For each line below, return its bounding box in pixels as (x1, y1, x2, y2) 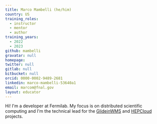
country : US (5, 12, 30, 17)
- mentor (9, 26, 28, 31)
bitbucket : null (5, 71, 39, 76)
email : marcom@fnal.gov (5, 85, 54, 90)
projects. (5, 114, 23, 120)
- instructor (9, 21, 37, 26)
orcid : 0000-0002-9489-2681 (5, 76, 63, 81)
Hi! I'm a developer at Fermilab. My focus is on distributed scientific (5, 103, 142, 109)
